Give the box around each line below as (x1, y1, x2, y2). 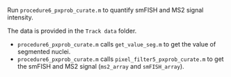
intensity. (7, 13, 33, 22)
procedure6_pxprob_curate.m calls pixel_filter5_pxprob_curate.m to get (17, 55, 224, 63)
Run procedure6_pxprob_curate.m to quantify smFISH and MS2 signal (7, 6, 204, 14)
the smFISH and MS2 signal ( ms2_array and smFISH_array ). (17, 62, 184, 70)
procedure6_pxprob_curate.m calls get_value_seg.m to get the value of (17, 40, 216, 48)
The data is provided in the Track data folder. (7, 27, 137, 35)
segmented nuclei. (17, 48, 71, 55)
